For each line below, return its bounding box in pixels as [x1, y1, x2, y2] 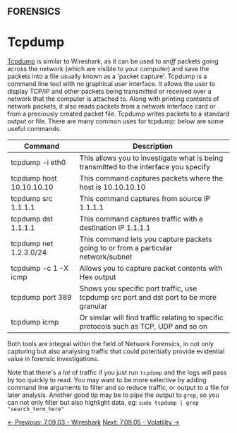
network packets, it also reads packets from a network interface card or [7, 102, 217, 111]
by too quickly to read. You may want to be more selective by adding [7, 376, 207, 384]
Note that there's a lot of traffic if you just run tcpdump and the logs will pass [7, 368, 227, 377]
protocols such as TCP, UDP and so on [79, 322, 208, 331]
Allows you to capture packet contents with [79, 264, 223, 274]
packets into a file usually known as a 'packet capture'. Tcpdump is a [7, 72, 207, 80]
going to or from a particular [79, 243, 173, 253]
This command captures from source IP [79, 194, 211, 204]
